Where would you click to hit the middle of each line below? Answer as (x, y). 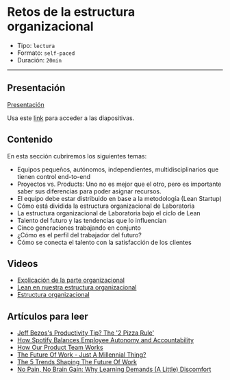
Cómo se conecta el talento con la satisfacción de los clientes (104, 242)
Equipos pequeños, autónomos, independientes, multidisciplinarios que (118, 169)
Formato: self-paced (46, 53)
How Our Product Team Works (60, 348)
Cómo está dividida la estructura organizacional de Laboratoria (106, 206)
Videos (23, 264)
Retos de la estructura (71, 12)
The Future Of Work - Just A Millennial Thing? (81, 355)
